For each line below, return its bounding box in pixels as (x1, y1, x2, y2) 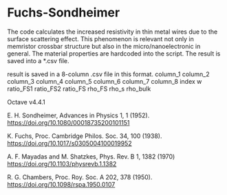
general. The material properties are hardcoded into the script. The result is (7, 49, 221, 58)
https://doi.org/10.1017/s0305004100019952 (7, 139, 132, 147)
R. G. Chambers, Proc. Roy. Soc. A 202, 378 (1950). (7, 173, 153, 181)
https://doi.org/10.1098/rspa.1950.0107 (7, 180, 116, 188)
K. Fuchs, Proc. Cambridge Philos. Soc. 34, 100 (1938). (7, 132, 162, 140)
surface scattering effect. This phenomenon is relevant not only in (7, 34, 194, 43)
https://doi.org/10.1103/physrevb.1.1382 (7, 159, 117, 168)
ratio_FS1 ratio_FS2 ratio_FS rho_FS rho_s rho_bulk (7, 84, 151, 93)
